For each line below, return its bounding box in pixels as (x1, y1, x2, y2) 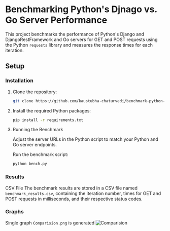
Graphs (5, 208, 24, 215)
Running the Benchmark (12, 127, 63, 133)
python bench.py (12, 161, 47, 167)
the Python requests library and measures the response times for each (5, 42, 153, 48)
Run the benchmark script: (12, 151, 69, 158)
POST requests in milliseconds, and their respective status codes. (5, 196, 143, 202)
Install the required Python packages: (12, 107, 91, 113)
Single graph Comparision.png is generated (5, 219, 95, 226)
